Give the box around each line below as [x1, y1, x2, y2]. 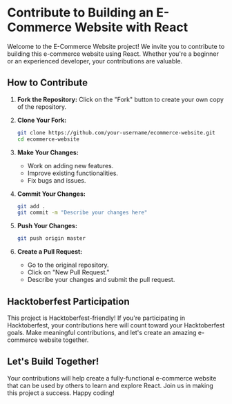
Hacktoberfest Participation [7, 295, 130, 307]
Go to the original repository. [27, 261, 109, 270]
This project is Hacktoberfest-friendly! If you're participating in [7, 314, 186, 322]
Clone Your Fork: [17, 116, 67, 124]
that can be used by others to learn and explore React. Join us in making [7, 381, 213, 390]
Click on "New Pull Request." [27, 268, 110, 276]
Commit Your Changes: [17, 190, 86, 198]
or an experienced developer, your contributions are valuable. [7, 57, 183, 65]
